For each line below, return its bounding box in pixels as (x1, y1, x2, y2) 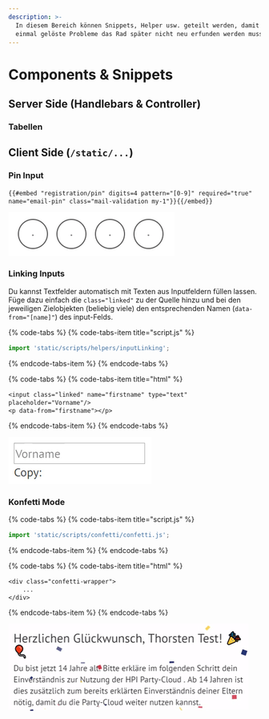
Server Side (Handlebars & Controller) (8, 97, 202, 111)
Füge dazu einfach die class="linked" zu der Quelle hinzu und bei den (8, 295, 242, 305)
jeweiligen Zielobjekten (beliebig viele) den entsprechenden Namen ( (8, 303, 235, 313)
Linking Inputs (8, 269, 66, 280)
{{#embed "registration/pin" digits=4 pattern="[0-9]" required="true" (8, 189, 252, 197)
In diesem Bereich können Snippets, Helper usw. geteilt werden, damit (15, 21, 260, 30)
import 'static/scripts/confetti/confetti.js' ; (8, 531, 171, 539)
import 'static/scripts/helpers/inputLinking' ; (8, 344, 171, 352)
